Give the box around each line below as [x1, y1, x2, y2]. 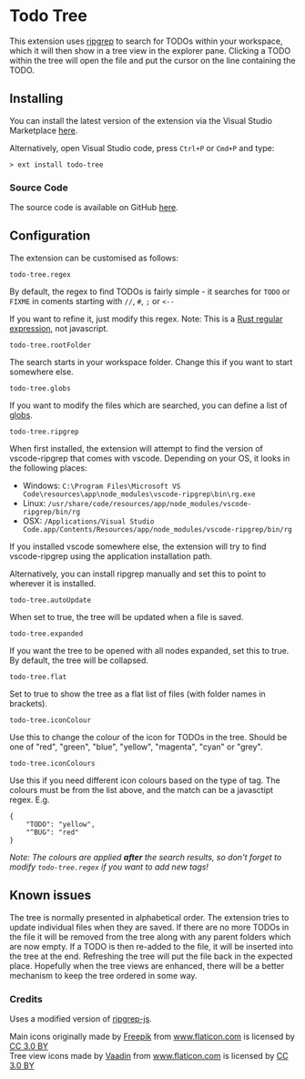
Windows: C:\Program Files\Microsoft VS [22, 480, 181, 491]
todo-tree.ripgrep [9, 427, 79, 436]
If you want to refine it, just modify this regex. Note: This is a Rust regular [9, 313, 283, 324]
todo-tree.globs [9, 383, 71, 392]
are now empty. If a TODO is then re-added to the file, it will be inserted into [9, 941, 294, 952]
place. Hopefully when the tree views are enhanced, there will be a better [9, 960, 285, 971]
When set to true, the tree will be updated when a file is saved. [9, 611, 244, 622]
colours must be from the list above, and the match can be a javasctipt [9, 784, 274, 795]
